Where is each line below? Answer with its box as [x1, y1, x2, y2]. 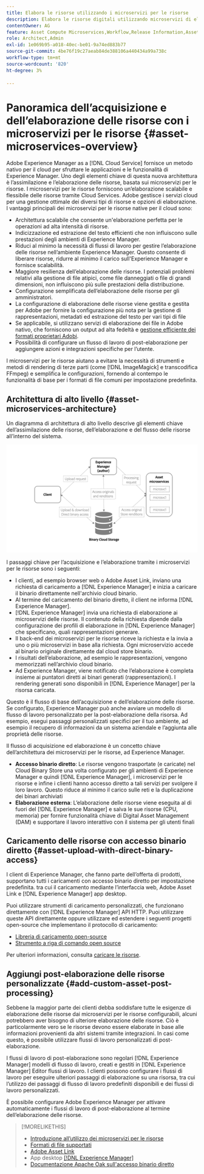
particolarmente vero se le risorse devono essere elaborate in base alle [6, 1023, 184, 1031]
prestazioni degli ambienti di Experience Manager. [15, 236, 141, 243]
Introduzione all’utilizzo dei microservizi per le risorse [30, 1135, 164, 1142]
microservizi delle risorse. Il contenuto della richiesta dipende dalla [15, 615, 183, 622]
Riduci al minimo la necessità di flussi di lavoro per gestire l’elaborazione [15, 242, 196, 249]
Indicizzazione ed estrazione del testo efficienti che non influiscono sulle [15, 229, 197, 237]
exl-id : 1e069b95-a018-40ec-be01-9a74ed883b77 [6, 42, 126, 48]
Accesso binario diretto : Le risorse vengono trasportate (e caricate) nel [15, 760, 195, 767]
